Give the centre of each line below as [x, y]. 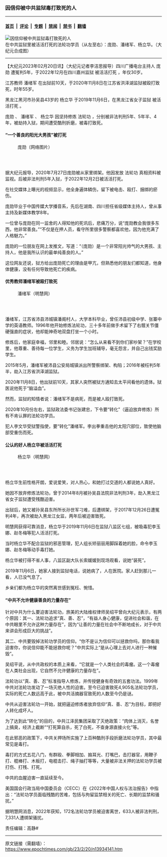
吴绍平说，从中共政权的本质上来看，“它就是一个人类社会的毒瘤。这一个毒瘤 [83, 665]
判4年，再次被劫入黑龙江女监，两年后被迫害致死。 [57, 516]
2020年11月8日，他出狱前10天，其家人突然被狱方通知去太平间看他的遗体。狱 [83, 382]
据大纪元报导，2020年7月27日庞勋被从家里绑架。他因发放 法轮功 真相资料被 [83, 172]
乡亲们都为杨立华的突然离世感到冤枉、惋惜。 [51, 588]
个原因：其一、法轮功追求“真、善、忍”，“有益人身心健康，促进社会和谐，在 [82, 618]
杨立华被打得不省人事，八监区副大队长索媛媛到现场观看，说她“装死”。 [77, 560]
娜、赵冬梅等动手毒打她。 [31, 550]
